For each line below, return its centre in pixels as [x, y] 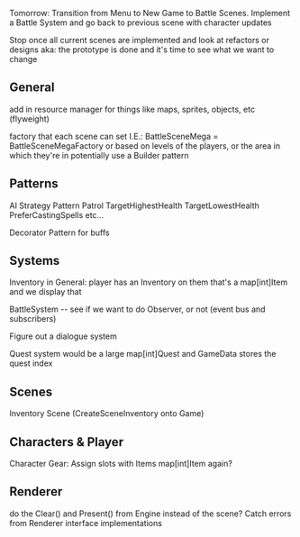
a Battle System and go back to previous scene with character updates [141, 23]
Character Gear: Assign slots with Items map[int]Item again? [121, 464]
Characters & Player [67, 442]
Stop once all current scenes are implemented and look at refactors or [140, 40]
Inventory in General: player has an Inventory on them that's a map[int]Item [149, 282]
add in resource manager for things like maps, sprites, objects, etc [132, 109]
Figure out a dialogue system [63, 336]
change [23, 59]
